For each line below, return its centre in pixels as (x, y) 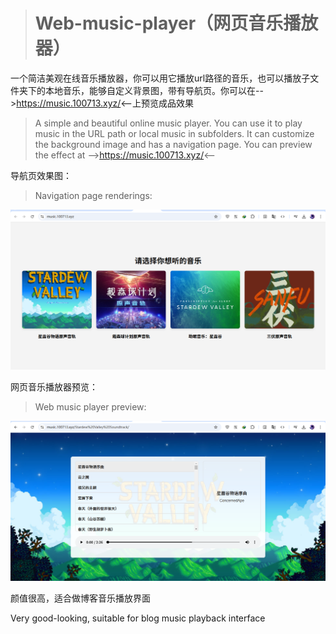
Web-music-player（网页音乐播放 (176, 23)
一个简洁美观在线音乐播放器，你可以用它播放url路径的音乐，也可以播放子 (160, 78)
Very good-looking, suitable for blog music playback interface (138, 618)
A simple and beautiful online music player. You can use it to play (168, 123)
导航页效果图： (41, 175)
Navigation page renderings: (93, 195)
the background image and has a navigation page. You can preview (173, 144)
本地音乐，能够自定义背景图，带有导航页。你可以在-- (154, 90)
